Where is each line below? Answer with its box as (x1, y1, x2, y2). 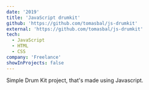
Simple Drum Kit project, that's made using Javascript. (6, 77, 144, 84)
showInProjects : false (6, 60, 64, 66)
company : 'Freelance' (6, 54, 62, 60)
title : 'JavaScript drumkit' (6, 15, 81, 21)
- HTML (12, 43, 29, 49)
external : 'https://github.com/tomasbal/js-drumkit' (6, 26, 144, 32)
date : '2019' (6, 9, 40, 15)
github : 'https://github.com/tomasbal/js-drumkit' (6, 20, 138, 26)
